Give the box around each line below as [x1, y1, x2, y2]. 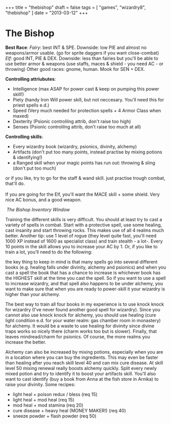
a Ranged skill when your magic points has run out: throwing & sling [12, 160, 156, 166]
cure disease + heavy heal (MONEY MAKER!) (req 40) [12, 407, 126, 413]
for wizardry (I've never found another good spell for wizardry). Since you [5, 306, 161, 312]
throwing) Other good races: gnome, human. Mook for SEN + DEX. [5, 66, 145, 72]
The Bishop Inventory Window [6, 206, 70, 213]
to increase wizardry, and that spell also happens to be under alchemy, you [5, 280, 163, 286]
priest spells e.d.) [12, 102, 50, 108]
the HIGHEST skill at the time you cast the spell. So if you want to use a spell [5, 275, 166, 281]
